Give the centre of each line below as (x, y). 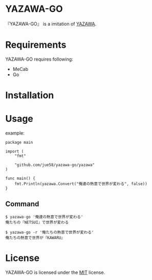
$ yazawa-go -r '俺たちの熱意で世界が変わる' (50, 232)
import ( (15, 152)
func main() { (20, 178)
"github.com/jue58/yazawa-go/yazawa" (55, 165)
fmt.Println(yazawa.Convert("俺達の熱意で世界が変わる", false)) (81, 184)
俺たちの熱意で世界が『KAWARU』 (35, 238)
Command (22, 204)
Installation (30, 95)
